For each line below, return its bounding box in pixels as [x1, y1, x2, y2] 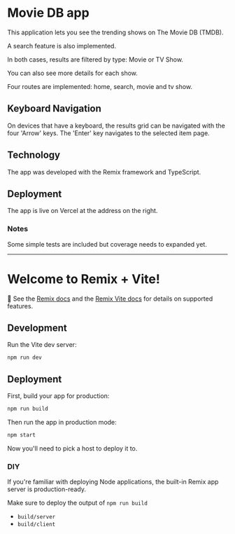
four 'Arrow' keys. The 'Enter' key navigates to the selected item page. [7, 128, 210, 137]
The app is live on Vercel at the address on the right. [7, 207, 158, 215]
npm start [7, 432, 36, 439]
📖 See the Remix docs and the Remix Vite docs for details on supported [7, 294, 213, 303]
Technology [7, 149, 61, 161]
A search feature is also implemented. [7, 41, 117, 50]
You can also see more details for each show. [7, 69, 138, 77]
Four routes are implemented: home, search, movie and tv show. [7, 82, 193, 90]
